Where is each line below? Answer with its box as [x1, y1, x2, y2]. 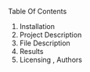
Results [19, 47, 44, 56]
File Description [19, 38, 70, 48]
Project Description [19, 31, 82, 39]
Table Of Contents [8, 7, 67, 16]
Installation [19, 22, 56, 31]
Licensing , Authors [19, 55, 82, 64]
